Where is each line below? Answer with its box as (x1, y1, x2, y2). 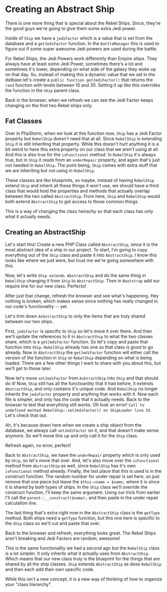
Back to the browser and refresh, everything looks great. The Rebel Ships (5, 530, 156, 536)
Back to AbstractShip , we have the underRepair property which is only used (5, 452, 161, 458)
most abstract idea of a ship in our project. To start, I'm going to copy (5, 246, 148, 252)
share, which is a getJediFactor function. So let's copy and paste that (5, 339, 148, 345)
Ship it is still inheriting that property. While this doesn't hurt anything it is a (5, 141, 159, 147)
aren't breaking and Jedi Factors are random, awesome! (5, 535, 121, 541)
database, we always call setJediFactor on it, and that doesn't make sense (5, 427, 159, 433)
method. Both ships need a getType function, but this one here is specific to (5, 515, 160, 521)
